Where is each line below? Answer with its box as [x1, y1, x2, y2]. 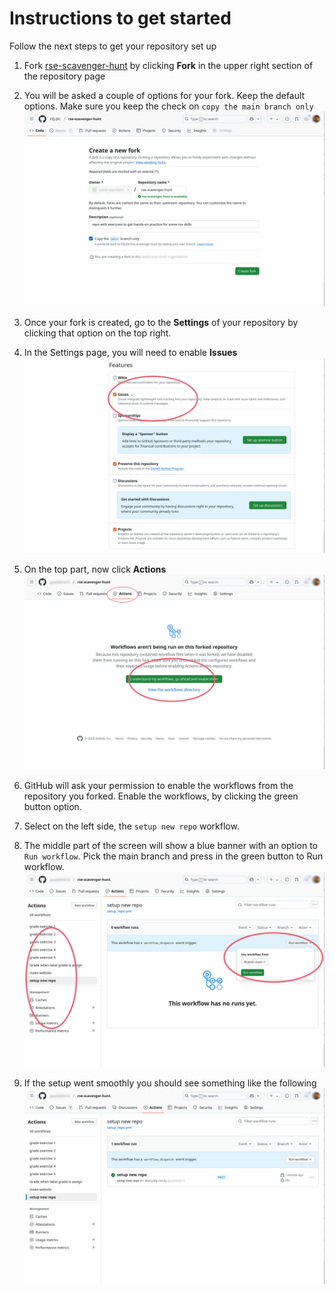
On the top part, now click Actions [23, 563, 167, 575]
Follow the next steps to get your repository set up [9, 40, 217, 52]
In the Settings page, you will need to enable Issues [23, 347, 238, 359]
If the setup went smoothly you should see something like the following [23, 1077, 317, 1089]
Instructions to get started [9, 7, 232, 30]
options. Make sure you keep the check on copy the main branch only [23, 100, 314, 112]
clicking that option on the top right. [23, 327, 172, 339]
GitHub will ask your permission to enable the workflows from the [23, 779, 294, 791]
